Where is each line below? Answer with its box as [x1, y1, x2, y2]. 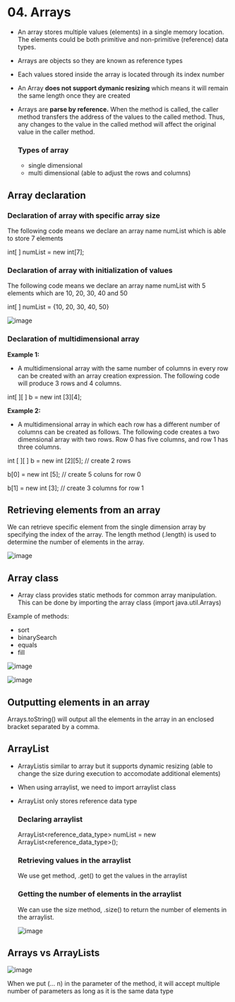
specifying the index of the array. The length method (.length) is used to [7, 530, 217, 539]
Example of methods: [7, 612, 69, 621]
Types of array [17, 145, 69, 155]
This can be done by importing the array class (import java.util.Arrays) [17, 598, 222, 607]
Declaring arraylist [17, 814, 83, 824]
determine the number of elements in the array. [7, 538, 145, 547]
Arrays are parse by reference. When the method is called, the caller [17, 105, 219, 113]
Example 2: [7, 406, 41, 414]
